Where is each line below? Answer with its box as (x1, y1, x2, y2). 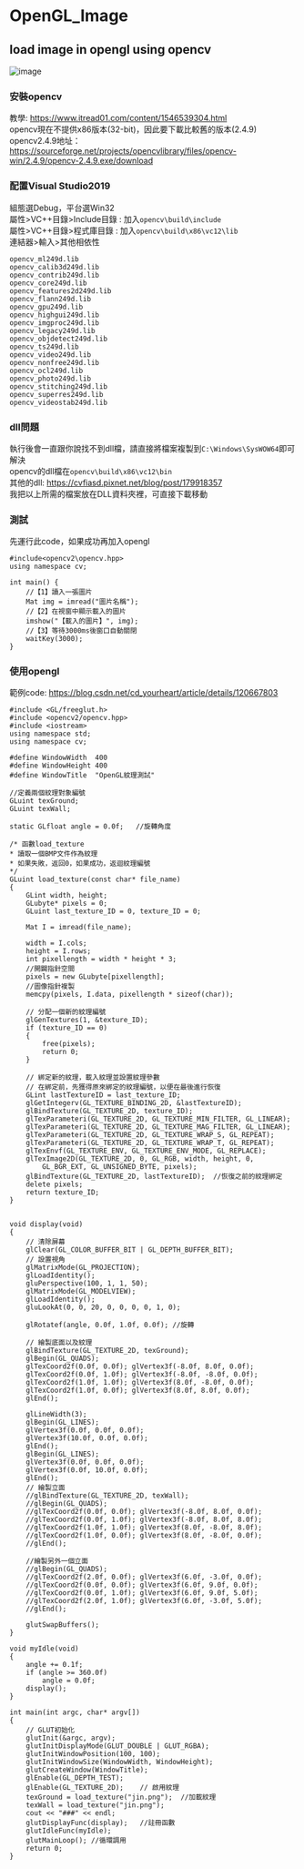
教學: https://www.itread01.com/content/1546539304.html (9, 113, 228, 124)
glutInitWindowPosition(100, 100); (25, 1750, 161, 1759)
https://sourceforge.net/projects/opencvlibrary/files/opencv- (9, 146, 237, 157)
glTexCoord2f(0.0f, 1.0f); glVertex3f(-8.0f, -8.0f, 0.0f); (25, 1370, 258, 1379)
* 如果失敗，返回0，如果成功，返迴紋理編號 (9, 859, 151, 868)
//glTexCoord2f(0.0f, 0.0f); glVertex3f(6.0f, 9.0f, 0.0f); (25, 1580, 258, 1590)
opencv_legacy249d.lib (9, 326, 96, 335)
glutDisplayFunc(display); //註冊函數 (25, 1818, 176, 1828)
